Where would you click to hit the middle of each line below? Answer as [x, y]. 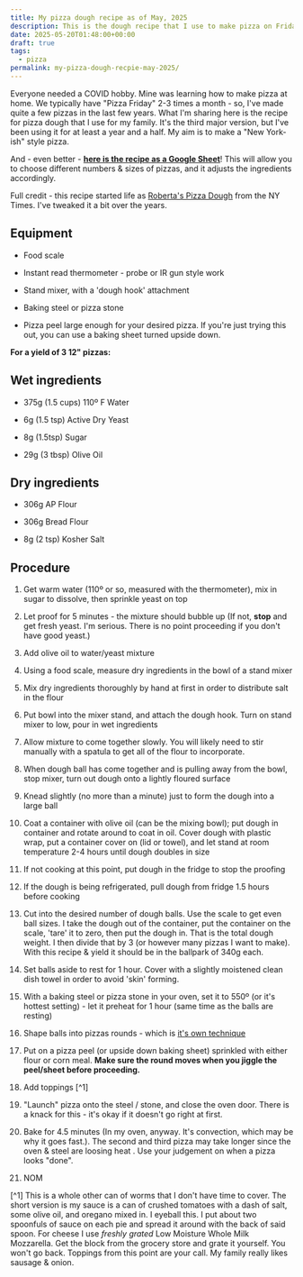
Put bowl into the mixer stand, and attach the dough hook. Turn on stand [157, 715]
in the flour [43, 698]
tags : [20, 51]
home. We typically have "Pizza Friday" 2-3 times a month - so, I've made [147, 103]
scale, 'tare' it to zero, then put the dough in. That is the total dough [148, 933]
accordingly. [33, 178]
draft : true [32, 43]
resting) [38, 1016]
